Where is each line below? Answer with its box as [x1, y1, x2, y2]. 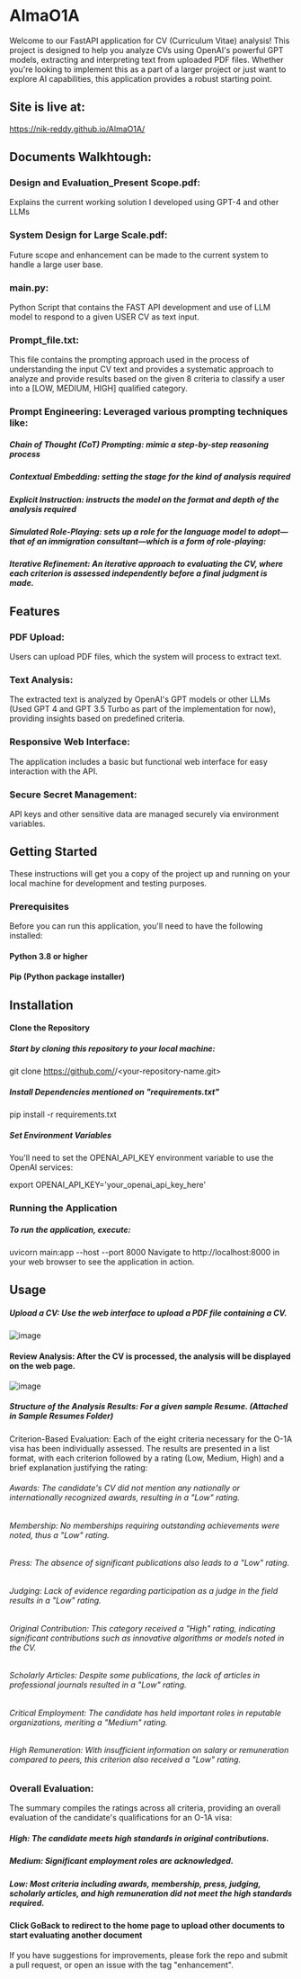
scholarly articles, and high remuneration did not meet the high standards [9, 1887, 293, 1899]
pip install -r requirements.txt [9, 1109, 117, 1120]
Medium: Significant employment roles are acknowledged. [9, 1856, 234, 1867]
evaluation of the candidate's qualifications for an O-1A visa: [9, 1813, 233, 1823]
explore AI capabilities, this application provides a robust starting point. [9, 73, 272, 84]
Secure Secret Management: [9, 788, 137, 801]
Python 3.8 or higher [9, 950, 88, 961]
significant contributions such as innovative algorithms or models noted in [9, 1633, 285, 1643]
